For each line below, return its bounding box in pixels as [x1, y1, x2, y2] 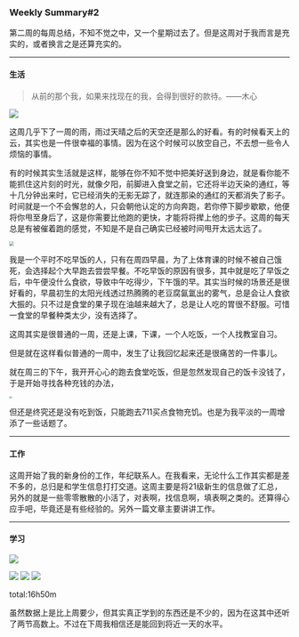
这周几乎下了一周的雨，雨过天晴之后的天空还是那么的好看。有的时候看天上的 [9, 126, 290, 137]
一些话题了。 [24, 418, 72, 429]
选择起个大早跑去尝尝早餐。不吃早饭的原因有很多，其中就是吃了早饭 [32, 265, 282, 276]
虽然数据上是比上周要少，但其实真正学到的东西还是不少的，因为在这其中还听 [9, 607, 290, 617]
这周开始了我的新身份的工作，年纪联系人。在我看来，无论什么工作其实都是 [9, 470, 282, 480]
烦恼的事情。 [9, 149, 56, 159]
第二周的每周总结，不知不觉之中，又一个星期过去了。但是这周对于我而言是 [9, 28, 282, 38]
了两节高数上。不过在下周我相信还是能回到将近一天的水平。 [9, 618, 228, 629]
